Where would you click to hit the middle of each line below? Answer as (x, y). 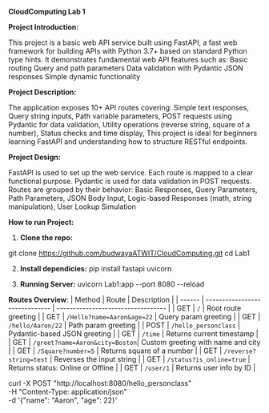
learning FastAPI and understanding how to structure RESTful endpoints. (128, 142)
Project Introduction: (44, 27)
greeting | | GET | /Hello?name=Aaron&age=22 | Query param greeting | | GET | (134, 317)
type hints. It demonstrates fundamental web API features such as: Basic (128, 60)
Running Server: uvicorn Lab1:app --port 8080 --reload (112, 284)
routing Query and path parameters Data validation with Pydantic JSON (126, 68)
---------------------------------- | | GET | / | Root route (149, 308)
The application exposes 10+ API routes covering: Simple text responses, (129, 108)
